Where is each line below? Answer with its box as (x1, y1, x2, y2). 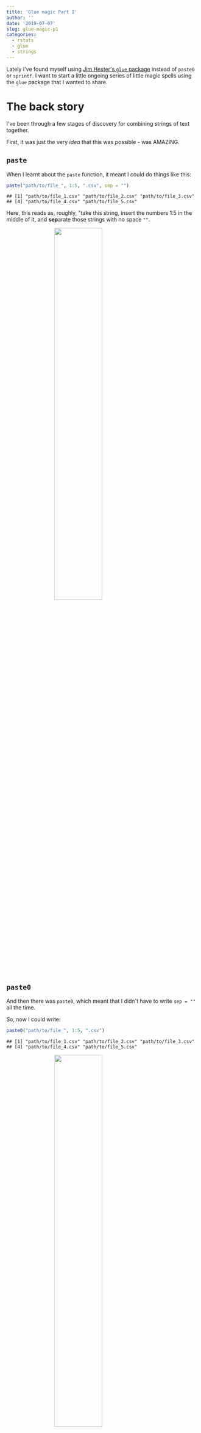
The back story (6, 99, 85, 114)
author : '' (6, 15, 34, 21)
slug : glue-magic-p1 (6, 26, 59, 32)
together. (6, 126, 29, 134)
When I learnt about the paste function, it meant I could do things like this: (6, 170, 192, 178)
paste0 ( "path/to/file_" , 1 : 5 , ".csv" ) (6, 1028, 105, 1034)
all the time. (6, 1004, 35, 1011)
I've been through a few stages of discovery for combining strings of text (6, 120, 190, 127)
